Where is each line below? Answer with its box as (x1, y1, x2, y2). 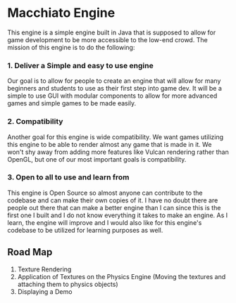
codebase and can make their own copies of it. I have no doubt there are (7, 195, 218, 205)
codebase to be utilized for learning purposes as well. (7, 226, 163, 234)
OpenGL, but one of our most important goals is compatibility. (7, 155, 187, 163)
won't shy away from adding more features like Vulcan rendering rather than (7, 148, 229, 156)
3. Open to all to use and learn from (7, 172, 130, 182)
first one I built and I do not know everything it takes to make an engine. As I (7, 211, 228, 219)
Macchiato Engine (7, 5, 116, 21)
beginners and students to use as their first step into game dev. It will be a (7, 84, 222, 93)
